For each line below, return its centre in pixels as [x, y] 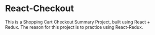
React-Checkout [39, 9]
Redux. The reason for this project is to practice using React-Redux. [74, 27]
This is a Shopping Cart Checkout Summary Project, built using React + [78, 22]
